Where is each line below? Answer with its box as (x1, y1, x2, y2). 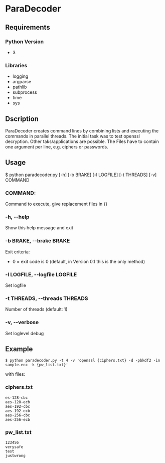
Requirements (5, 23, 50, 32)
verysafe (5, 444, 24, 449)
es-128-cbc (5, 395, 28, 400)
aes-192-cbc (5, 404, 30, 409)
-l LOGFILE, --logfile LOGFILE (5, 271, 77, 278)
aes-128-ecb (5, 399, 30, 404)
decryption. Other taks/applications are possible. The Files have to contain (5, 138, 159, 144)
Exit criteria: (5, 249, 30, 255)
